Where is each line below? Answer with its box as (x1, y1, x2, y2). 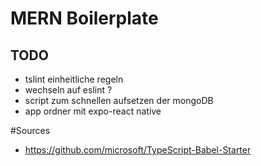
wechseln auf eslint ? (24, 84, 113, 96)
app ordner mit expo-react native (24, 105, 162, 117)
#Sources (10, 125, 51, 136)
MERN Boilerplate (10, 7, 159, 30)
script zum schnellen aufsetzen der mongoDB (24, 95, 214, 106)
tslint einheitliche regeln (24, 73, 124, 85)
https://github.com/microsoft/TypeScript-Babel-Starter (24, 144, 252, 156)
